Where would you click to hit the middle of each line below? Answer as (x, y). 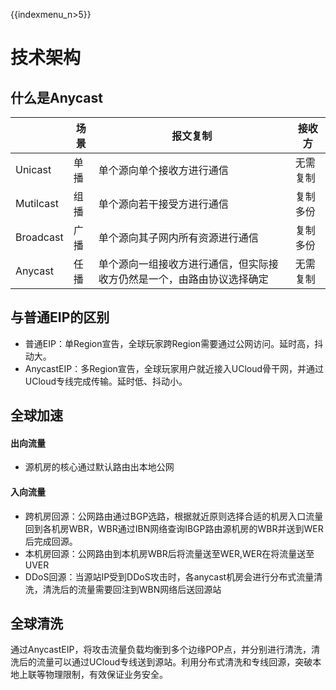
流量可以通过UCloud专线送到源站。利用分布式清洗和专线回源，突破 (174, 662)
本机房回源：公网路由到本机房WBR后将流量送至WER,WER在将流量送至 (169, 553)
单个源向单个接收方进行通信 (163, 170)
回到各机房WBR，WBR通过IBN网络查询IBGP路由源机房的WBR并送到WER (174, 528)
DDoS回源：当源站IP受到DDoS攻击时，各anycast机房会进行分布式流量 (169, 576)
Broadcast (39, 237)
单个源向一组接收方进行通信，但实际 (183, 264)
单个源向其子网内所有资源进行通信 (178, 237)
